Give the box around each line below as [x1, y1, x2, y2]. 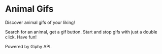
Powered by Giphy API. [5, 43, 52, 49]
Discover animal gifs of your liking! [5, 19, 75, 25]
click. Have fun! [5, 34, 37, 40]
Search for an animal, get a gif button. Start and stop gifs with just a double [5, 29, 158, 35]
